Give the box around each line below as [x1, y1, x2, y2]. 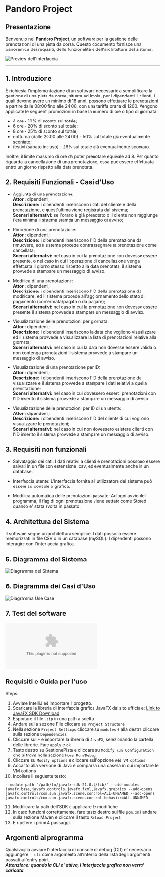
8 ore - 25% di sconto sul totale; [12, 128, 78, 134]
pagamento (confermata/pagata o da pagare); [12, 298, 106, 304]
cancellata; [12, 247, 35, 253]
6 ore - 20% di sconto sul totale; [12, 123, 78, 129]
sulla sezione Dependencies [12, 731, 67, 737]
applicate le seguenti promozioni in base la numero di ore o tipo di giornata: [5, 108, 158, 114]
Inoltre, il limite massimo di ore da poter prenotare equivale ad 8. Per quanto [5, 153, 159, 159]
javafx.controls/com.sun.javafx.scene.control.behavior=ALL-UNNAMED [5, 795, 148, 800]
